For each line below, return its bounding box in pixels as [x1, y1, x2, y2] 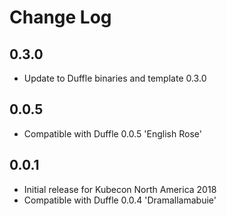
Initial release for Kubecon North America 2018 [23, 183, 217, 195]
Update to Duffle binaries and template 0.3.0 [23, 72, 207, 84]
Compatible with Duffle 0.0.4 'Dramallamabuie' [23, 194, 217, 206]
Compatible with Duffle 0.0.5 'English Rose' [23, 127, 202, 140]
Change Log [9, 6, 112, 29]
